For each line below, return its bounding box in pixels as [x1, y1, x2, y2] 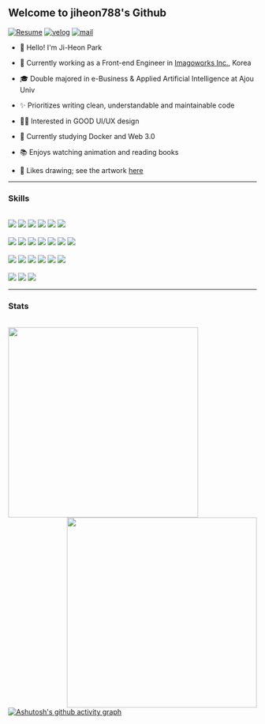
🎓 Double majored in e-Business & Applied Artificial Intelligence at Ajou [19, 74, 255, 83]
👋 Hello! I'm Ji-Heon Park [19, 43, 103, 52]
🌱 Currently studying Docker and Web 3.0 [19, 131, 155, 141]
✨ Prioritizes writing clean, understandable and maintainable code [19, 100, 235, 110]
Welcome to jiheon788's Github [8, 6, 167, 20]
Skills [8, 193, 30, 204]
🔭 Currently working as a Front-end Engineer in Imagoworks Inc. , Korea [19, 58, 252, 67]
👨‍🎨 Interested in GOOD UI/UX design [19, 116, 140, 126]
